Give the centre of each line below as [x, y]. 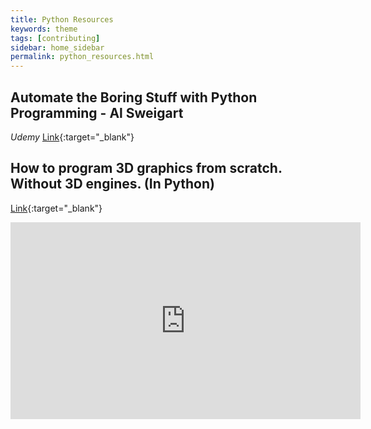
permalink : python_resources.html [82, 57]
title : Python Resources [62, 19]
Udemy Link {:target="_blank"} [72, 137]
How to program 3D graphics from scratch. [146, 168]
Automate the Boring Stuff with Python [134, 97]
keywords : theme [44, 29]
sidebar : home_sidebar [57, 47]
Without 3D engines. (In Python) [112, 184]
